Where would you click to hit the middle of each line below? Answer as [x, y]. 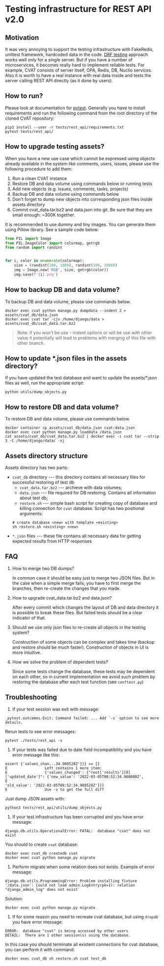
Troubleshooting [31, 697]
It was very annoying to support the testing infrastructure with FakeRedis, [79, 49]
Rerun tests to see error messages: [41, 731]
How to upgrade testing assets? [55, 146]
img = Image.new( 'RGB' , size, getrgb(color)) [61, 270]
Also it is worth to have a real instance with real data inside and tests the [78, 75]
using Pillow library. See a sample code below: [52, 230]
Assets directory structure [47, 456]
